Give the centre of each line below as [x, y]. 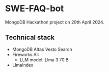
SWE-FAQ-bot [35, 9]
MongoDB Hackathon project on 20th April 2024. [55, 22]
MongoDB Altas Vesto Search [42, 49]
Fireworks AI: [26, 54]
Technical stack [30, 37]
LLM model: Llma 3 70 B [44, 60]
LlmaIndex [23, 65]
